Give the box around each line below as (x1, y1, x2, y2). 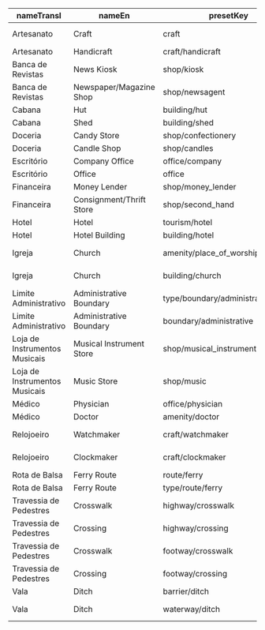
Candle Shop (73, 143, 121, 153)
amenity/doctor (162, 411, 220, 422)
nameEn (98, 10, 130, 21)
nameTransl (16, 10, 62, 21)
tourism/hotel (162, 217, 213, 227)
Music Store (73, 376, 118, 386)
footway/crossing (162, 568, 228, 579)
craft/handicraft (162, 47, 221, 57)
